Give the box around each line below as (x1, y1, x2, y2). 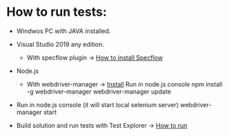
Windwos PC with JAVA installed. (16, 27, 111, 35)
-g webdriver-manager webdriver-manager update (26, 87, 172, 95)
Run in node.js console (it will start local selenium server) (16, 100, 179, 109)
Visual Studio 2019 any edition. (16, 40, 105, 48)
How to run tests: (6, 4, 108, 20)
